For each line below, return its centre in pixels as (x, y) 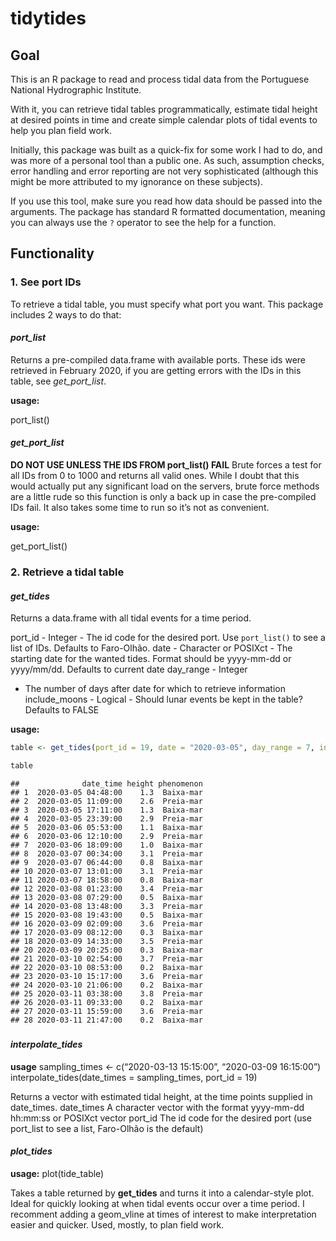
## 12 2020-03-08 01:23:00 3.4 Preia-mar (106, 888)
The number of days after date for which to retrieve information (155, 689)
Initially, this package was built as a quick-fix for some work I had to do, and (166, 150)
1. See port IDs (46, 282)
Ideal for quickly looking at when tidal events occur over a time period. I (157, 1203)
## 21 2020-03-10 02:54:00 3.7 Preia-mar (106, 958)
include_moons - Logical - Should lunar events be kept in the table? (163, 699)
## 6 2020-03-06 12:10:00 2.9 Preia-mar (106, 836)
